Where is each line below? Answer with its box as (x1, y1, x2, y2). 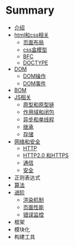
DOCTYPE (22, 59, 48, 66)
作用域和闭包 (22, 108, 54, 116)
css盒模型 (22, 46, 48, 53)
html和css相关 (14, 31, 50, 39)
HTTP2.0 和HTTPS (22, 152, 69, 159)
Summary (5, 4, 54, 17)
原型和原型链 (22, 101, 54, 108)
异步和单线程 (22, 116, 54, 123)
